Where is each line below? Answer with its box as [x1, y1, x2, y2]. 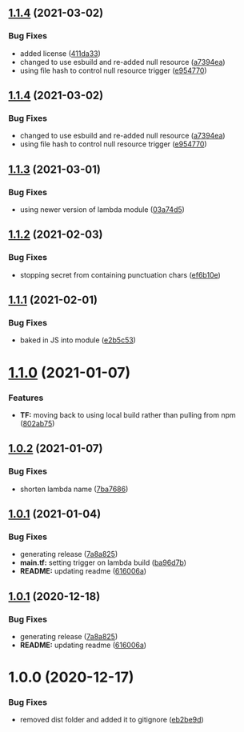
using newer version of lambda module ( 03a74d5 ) [19, 205, 186, 214]
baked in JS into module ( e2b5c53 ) [19, 335, 136, 345]
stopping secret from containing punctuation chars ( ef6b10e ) [19, 270, 222, 279]
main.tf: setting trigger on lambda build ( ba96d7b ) [19, 558, 186, 567]
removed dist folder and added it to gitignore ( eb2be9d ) [19, 715, 204, 725]
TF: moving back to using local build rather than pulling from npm [19, 410, 236, 419]
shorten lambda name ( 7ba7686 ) [19, 484, 129, 494]
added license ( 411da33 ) [19, 48, 102, 58]
